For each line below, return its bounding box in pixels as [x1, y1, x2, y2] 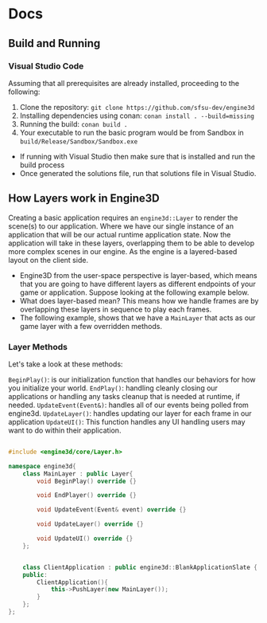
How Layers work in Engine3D [8, 192, 161, 206]
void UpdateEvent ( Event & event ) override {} [37, 506, 187, 514]
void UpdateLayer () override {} [37, 520, 145, 528]
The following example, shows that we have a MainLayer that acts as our [19, 312, 256, 323]
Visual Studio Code [8, 61, 84, 72]
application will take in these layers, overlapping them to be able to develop [8, 238, 255, 248]
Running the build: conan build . [19, 119, 129, 128]
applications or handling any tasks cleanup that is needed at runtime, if [8, 391, 241, 401]
